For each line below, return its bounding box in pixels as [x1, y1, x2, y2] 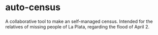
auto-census [5, 2, 61, 13]
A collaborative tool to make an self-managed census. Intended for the [5, 18, 153, 24]
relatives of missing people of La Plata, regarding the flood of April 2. [5, 23, 150, 29]
